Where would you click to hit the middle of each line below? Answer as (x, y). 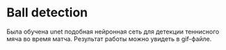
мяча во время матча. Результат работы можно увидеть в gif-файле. (109, 38)
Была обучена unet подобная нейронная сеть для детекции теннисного (113, 32)
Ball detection (47, 13)
